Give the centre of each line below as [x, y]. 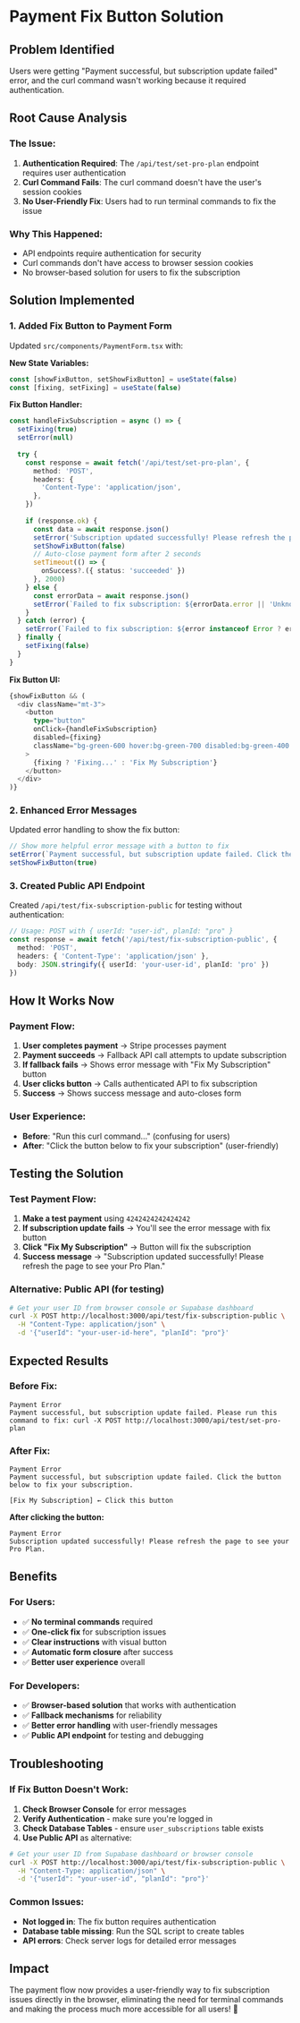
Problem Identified [62, 50]
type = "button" [59, 721]
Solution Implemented [72, 300]
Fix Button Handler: [46, 405]
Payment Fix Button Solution [117, 17]
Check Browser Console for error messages [104, 1809]
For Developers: [45, 1686]
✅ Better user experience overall [83, 1661]
